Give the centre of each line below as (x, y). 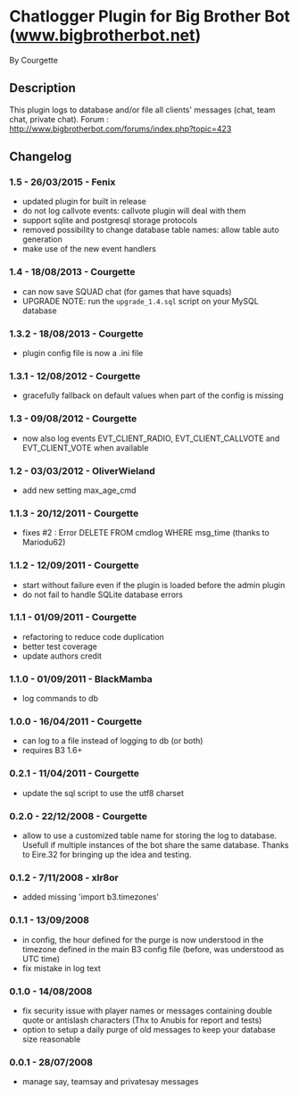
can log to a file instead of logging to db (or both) (112, 741)
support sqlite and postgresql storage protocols (110, 220)
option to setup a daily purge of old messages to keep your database (149, 1029)
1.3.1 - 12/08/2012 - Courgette (75, 376)
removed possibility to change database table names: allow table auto (150, 230)
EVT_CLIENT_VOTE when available (85, 447)
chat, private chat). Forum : (59, 119)
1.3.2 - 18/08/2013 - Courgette (77, 334)
